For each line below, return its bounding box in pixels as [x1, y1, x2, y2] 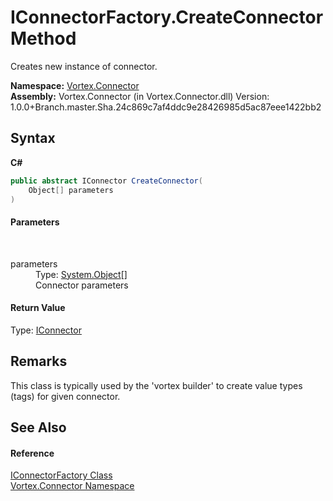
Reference [10, 447, 55, 459]
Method [10, 27, 77, 50]
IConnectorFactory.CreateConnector [10, 6, 324, 29]
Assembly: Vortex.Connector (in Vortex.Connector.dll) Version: [10, 90, 270, 102]
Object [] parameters [28, 185, 114, 195]
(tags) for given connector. [10, 390, 121, 402]
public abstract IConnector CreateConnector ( [10, 176, 203, 186]
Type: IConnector [10, 324, 82, 336]
